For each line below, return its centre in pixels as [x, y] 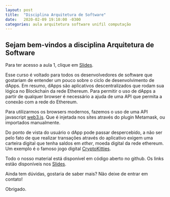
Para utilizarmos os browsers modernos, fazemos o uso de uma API [77, 112]
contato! [14, 179]
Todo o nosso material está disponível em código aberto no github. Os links [85, 159]
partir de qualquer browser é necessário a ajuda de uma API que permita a [84, 97]
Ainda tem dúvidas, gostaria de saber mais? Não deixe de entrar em [77, 174]
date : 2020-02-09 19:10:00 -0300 [43, 19]
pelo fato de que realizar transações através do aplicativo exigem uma [79, 138]
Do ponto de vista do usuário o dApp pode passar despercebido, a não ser [84, 132]
